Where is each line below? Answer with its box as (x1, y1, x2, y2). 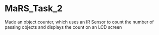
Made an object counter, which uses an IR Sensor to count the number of (4, 19, 154, 25)
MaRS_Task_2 (4, 3, 63, 14)
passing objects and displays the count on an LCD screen (4, 24, 122, 30)
